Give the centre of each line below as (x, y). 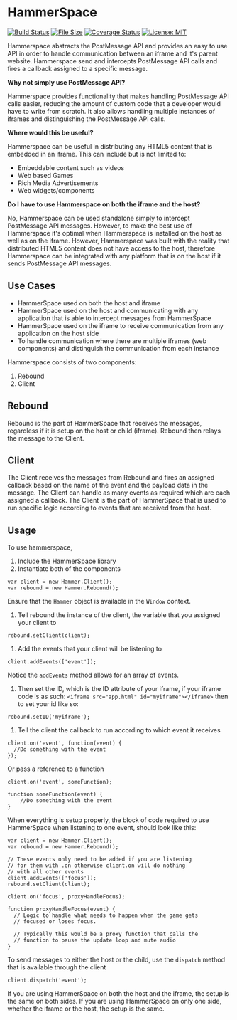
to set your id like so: (48, 704)
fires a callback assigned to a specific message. (77, 68)
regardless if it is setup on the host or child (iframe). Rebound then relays (114, 431)
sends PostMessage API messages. (60, 263)
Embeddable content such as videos (71, 167)
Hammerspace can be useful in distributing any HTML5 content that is (110, 146)
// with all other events (45, 872)
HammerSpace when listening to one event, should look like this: (102, 828)
